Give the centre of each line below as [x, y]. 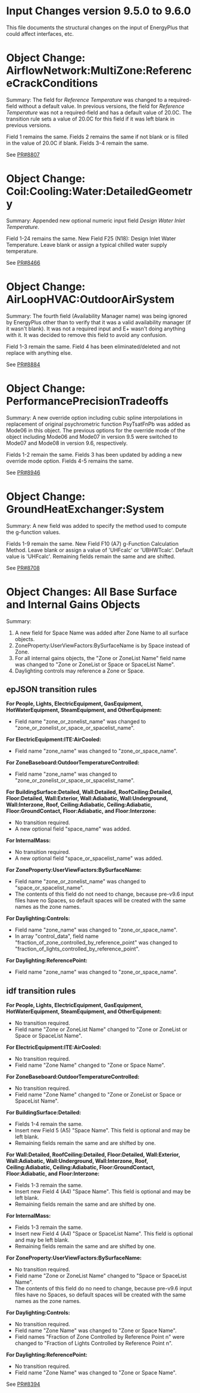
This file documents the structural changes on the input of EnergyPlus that [97, 27]
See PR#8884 [23, 364]
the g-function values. [33, 532]
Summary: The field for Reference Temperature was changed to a [87, 100]
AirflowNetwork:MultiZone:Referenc [99, 71]
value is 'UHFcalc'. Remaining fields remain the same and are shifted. [91, 556]
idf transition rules [41, 991]
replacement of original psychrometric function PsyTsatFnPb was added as [98, 424]
